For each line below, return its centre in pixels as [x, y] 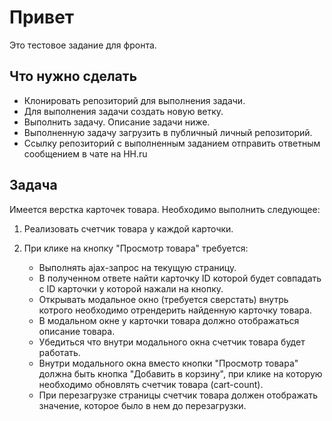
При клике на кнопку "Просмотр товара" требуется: [136, 248]
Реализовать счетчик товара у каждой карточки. [128, 228]
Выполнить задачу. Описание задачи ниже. [117, 122]
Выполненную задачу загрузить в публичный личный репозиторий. [168, 132]
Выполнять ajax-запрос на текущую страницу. [137, 267]
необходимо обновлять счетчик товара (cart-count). [151, 384]
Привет [42, 17]
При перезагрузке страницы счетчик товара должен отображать [178, 395]
